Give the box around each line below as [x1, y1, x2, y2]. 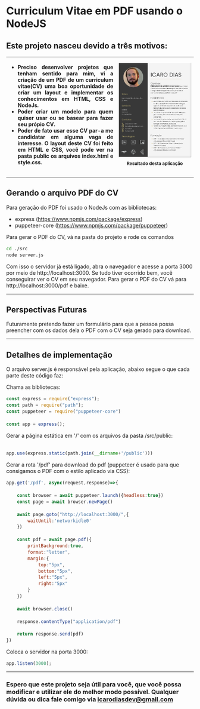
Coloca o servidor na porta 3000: [6, 648, 88, 655]
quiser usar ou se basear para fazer [17, 114, 114, 121]
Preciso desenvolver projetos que [17, 63, 114, 70]
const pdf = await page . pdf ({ [17, 536, 92, 543]
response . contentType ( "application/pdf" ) [17, 618, 121, 625]
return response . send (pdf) [17, 631, 84, 637]
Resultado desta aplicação [127, 160, 183, 167]
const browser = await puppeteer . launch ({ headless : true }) [17, 493, 164, 499]
